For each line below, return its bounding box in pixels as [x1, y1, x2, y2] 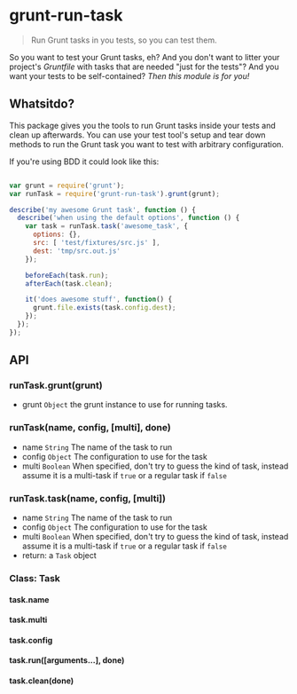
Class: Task [9, 572, 60, 584]
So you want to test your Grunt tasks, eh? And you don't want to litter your [9, 51, 280, 62]
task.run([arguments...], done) [9, 655, 125, 666]
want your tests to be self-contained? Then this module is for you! [9, 70, 250, 81]
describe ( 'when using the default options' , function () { [17, 214, 240, 223]
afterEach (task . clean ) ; [25, 279, 113, 288]
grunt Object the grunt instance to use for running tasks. [21, 399, 228, 410]
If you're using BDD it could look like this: [9, 156, 160, 167]
